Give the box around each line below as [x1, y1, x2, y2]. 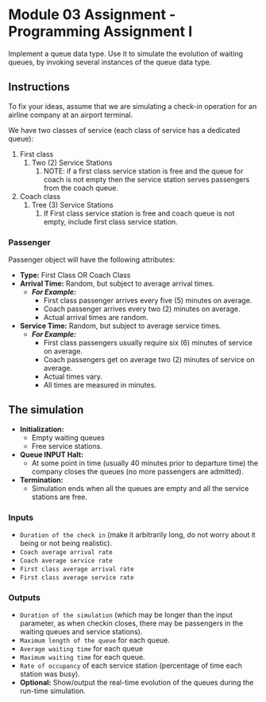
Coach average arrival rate [19, 548, 113, 556]
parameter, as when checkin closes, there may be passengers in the [19, 618, 244, 628]
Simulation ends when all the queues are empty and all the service [31, 483, 249, 493]
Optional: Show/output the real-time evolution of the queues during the [19, 678, 254, 688]
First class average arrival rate [19, 565, 134, 574]
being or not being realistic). [19, 539, 113, 548]
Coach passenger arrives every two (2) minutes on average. [43, 304, 241, 314]
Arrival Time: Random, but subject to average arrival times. [19, 279, 214, 288]
